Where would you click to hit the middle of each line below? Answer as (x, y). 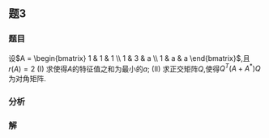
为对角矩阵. (28, 79)
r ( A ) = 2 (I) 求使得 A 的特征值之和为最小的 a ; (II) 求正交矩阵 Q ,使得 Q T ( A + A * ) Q (134, 68)
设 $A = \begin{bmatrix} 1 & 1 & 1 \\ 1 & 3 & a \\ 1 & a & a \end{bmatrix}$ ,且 (129, 58)
